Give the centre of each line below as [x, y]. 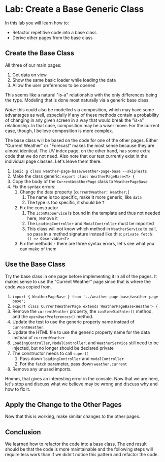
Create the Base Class [40, 53]
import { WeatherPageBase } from [47, 297]
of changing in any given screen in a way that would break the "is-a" [75, 120]
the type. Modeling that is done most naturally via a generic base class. [78, 100]
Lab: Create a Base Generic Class [75, 9]
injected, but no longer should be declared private [63, 348]
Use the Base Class [35, 264]
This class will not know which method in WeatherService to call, [92, 229]
